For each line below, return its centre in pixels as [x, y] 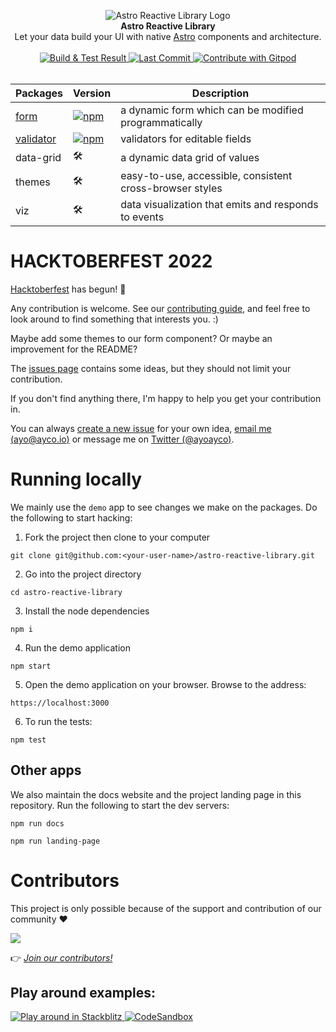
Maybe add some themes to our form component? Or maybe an [141, 338]
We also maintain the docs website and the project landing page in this [156, 794]
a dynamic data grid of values [190, 157]
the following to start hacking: [71, 517]
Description [220, 93]
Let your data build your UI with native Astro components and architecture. [168, 36]
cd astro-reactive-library [66, 592]
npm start [31, 666]
